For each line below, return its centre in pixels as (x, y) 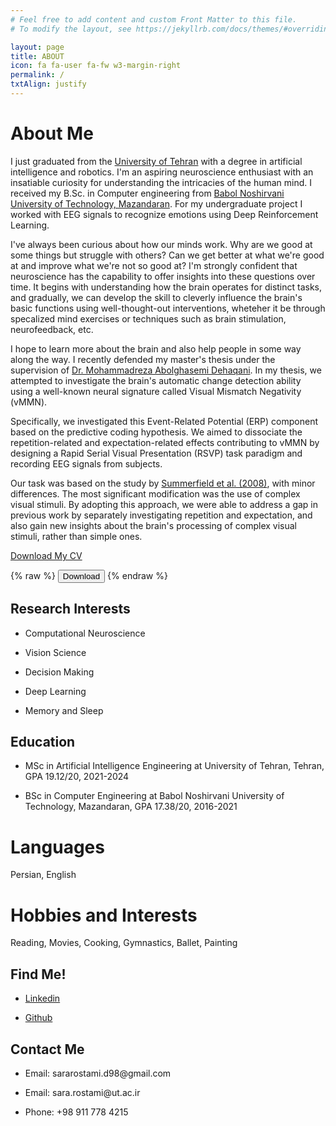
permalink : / (37, 75)
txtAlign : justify (48, 84)
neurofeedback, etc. (52, 329)
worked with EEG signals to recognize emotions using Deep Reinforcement (164, 214)
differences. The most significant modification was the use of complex (155, 493)
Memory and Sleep (64, 710)
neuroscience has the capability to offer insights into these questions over (163, 276)
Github (38, 1018)
